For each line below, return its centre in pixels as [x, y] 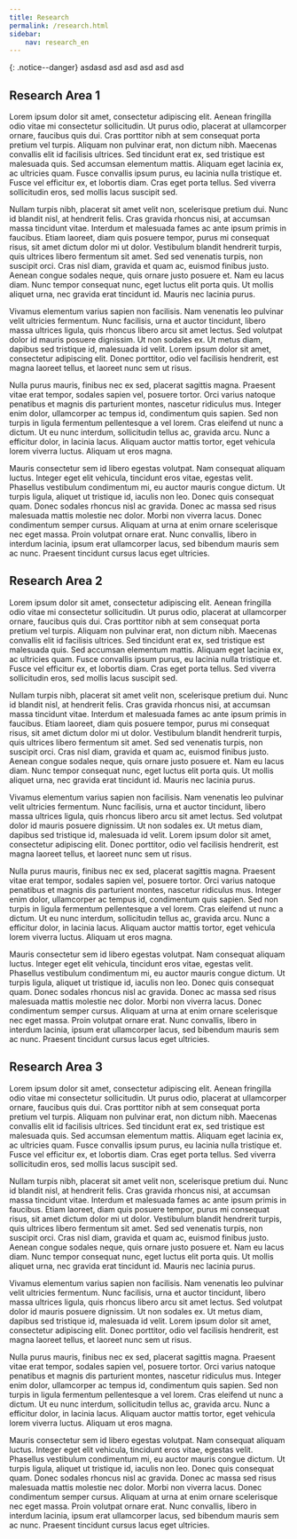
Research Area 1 [55, 95]
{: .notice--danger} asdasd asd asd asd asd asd [97, 67]
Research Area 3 [56, 1067]
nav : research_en [57, 42]
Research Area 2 [56, 581]
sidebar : [25, 34]
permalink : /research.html [59, 26]
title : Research [39, 17]
